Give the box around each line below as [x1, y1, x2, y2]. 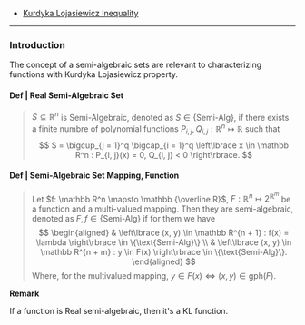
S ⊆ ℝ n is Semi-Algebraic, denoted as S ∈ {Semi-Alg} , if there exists [31, 110, 290, 123]
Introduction [9, 38, 65, 51]
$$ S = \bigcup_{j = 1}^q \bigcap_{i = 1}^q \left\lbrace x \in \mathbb [39, 140, 289, 151]
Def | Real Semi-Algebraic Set [9, 90, 124, 101]
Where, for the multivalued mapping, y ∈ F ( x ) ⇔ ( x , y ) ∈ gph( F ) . [31, 271, 277, 281]
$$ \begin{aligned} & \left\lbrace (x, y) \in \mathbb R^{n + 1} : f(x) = [38, 227, 290, 239]
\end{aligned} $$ [131, 256, 196, 267]
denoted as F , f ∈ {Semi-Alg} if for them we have [31, 213, 216, 224]
